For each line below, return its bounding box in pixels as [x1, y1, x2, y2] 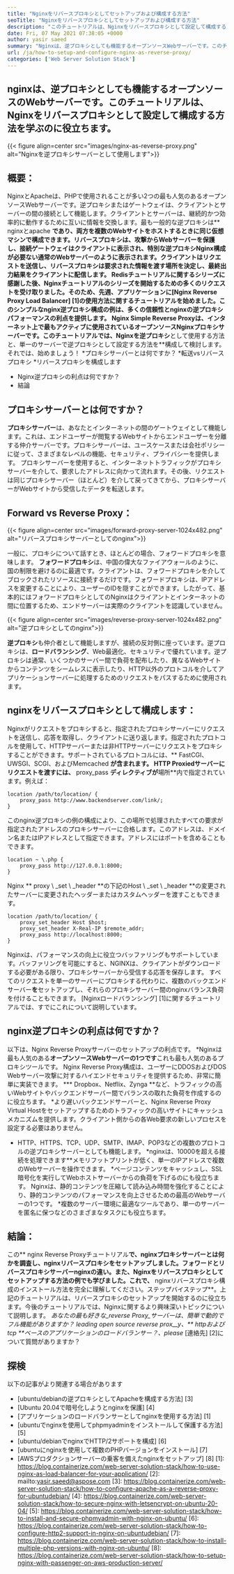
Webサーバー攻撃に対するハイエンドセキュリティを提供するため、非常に [7, 1071, 215, 1079]
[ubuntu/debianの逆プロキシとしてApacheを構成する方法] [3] [17, 1395, 194, 1403]
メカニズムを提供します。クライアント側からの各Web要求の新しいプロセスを [7, 1115, 227, 1123]
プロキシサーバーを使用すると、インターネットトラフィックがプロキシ [20, 459, 221, 467]
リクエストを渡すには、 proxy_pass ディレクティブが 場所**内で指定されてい [7, 768, 225, 776]
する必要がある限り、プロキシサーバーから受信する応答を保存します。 [7, 967, 208, 976]
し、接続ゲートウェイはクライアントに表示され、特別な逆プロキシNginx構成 [7, 244, 226, 253]
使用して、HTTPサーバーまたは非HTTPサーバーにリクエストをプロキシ [19, 741, 223, 750]
